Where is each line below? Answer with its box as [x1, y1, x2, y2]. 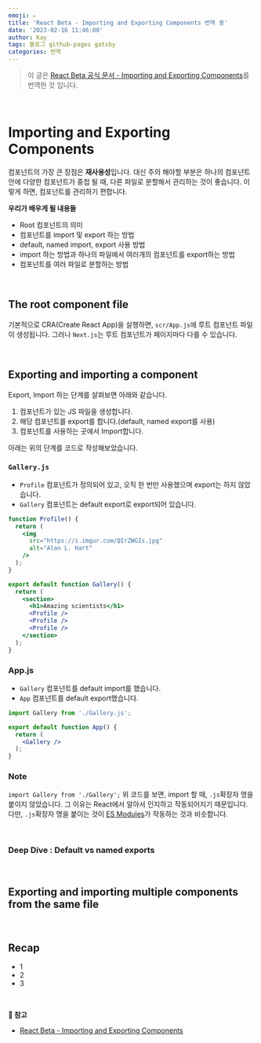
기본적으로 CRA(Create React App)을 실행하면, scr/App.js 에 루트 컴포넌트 [8, 320, 239, 329]
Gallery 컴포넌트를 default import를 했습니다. [19, 683, 161, 693]
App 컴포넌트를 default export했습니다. [19, 693, 139, 703]
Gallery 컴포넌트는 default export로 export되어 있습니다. [19, 500, 197, 509]
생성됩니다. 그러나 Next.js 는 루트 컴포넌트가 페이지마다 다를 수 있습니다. [16, 329, 237, 339]
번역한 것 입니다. [27, 80, 78, 90]
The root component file [8, 298, 129, 311]
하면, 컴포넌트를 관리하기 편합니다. [22, 186, 128, 196]
